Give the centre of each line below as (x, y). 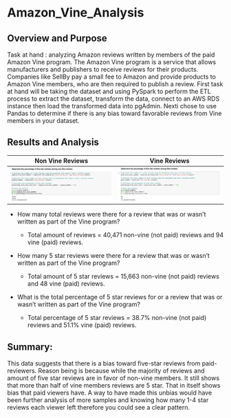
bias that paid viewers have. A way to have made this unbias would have (110, 393)
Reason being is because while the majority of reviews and (121, 371)
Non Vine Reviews (61, 161)
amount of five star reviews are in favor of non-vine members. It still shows (113, 378)
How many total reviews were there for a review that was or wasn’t (111, 215)
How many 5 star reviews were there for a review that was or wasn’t (113, 256)
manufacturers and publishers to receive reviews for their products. (103, 69)
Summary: (30, 347)
